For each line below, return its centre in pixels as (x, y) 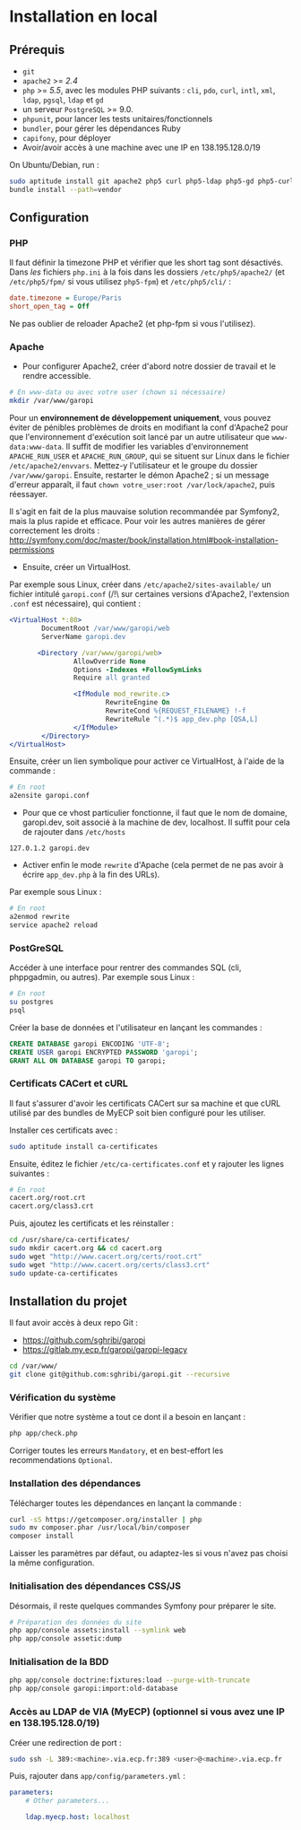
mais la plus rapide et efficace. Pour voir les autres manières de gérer (138, 521)
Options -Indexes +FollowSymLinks (138, 670)
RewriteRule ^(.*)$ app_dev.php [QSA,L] (181, 719)
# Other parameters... (68, 1801)
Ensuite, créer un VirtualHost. (77, 567)
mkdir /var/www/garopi (52, 401)
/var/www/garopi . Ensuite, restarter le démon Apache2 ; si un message (139, 475)
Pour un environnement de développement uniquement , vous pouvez (140, 418)
